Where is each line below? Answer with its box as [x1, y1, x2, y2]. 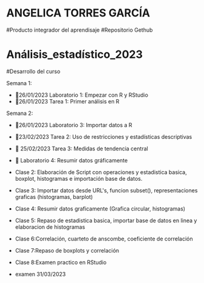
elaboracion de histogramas [15, 223, 86, 231]
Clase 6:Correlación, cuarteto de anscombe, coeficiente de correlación [15, 235, 193, 242]
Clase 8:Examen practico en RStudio [15, 259, 107, 266]
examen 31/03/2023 [15, 270, 66, 278]
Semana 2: [6, 110, 33, 117]
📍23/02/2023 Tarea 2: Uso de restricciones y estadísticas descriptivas [15, 133, 192, 140]
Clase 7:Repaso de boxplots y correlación [15, 246, 120, 254]
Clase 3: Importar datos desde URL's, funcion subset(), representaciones [15, 186, 198, 194]
